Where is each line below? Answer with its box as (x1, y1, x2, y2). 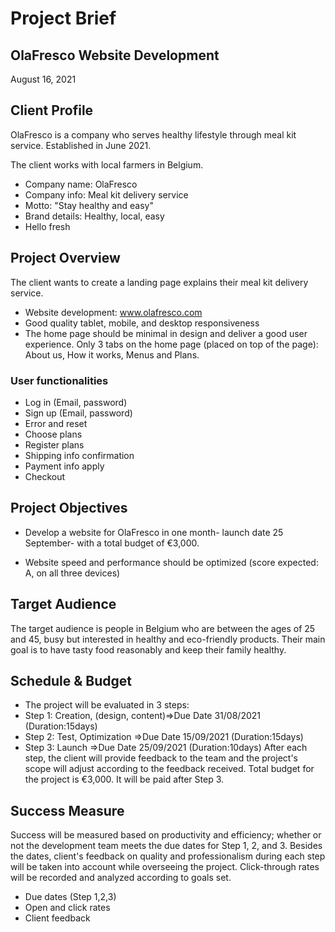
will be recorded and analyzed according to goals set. (10, 872, 232, 884)
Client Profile (10, 102, 94, 119)
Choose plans (24, 428, 83, 440)
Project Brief (10, 7, 117, 30)
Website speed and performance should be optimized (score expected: (24, 556, 319, 568)
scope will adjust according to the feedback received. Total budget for (24, 763, 315, 775)
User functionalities (10, 373, 109, 387)
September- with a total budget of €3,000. (24, 537, 200, 549)
